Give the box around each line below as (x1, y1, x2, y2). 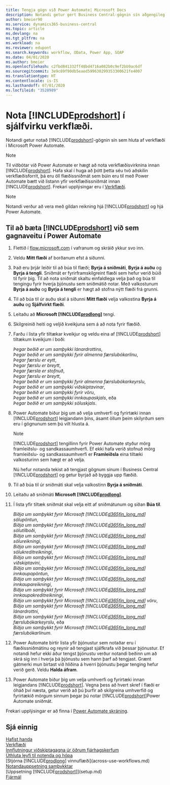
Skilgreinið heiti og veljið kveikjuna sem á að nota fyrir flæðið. (13, 321, 141, 328)
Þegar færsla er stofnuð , (13, 368, 65, 374)
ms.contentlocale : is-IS (6, 78, 58, 83)
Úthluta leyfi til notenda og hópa (6, 753, 73, 759)
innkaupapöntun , (13, 571, 49, 577)
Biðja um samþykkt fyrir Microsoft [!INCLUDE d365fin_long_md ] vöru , (13, 598, 158, 604)
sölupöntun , (13, 516, 39, 523)
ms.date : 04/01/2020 (6, 54, 50, 60)
